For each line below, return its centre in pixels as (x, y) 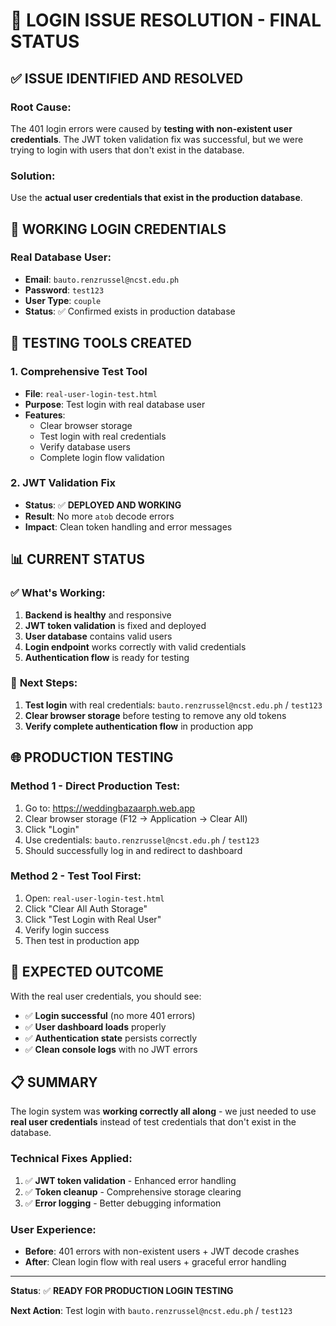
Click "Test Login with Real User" (93, 919)
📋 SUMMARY (54, 1082)
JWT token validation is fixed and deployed (115, 625)
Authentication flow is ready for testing (107, 657)
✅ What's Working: (58, 593)
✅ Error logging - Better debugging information (123, 1203)
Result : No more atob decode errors (99, 516)
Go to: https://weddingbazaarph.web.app (110, 808)
